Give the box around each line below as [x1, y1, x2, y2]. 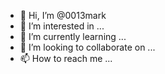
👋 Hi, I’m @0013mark [19, 10, 107, 21]
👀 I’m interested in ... [19, 20, 105, 32]
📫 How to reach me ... [19, 53, 113, 64]
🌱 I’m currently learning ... [19, 31, 127, 42]
